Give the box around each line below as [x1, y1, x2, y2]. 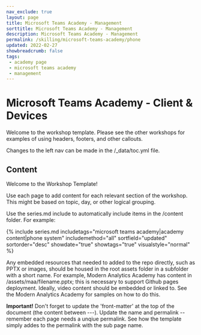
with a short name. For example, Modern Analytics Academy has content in [6, 272, 192, 278]
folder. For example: [6, 217, 56, 223]
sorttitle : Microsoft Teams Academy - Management [6, 25, 133, 32]
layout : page [6, 14, 39, 20]
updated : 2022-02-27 [6, 43, 58, 49]
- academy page [8, 59, 47, 65]
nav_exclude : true [6, 8, 52, 15]
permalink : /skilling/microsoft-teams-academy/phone [6, 37, 141, 43]
